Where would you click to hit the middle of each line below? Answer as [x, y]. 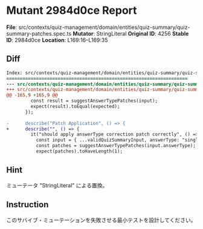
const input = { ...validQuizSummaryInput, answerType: [108, 140]
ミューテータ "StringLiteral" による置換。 [57, 185]
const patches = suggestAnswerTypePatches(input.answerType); [116, 146]
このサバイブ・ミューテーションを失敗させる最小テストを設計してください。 [101, 220]
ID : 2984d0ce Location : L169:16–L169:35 [57, 40]
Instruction [27, 205]
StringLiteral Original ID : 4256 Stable [143, 33]
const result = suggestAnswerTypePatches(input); [94, 101]
